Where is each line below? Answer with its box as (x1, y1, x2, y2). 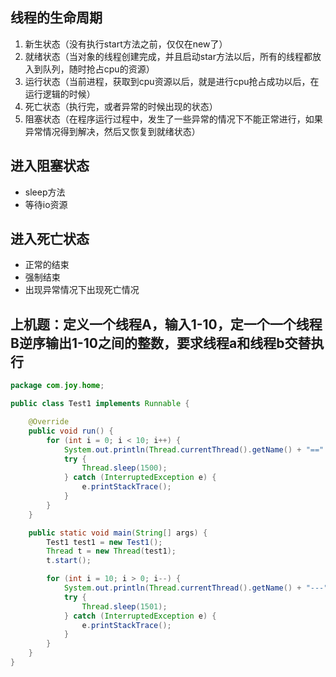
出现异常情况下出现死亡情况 (24, 284, 140, 296)
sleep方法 (24, 186, 66, 198)
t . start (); (46, 556, 92, 566)
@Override (28, 417, 70, 427)
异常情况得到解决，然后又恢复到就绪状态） (24, 125, 201, 137)
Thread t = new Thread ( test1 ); (46, 546, 177, 557)
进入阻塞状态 (10, 158, 90, 175)
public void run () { (28, 426, 114, 436)
